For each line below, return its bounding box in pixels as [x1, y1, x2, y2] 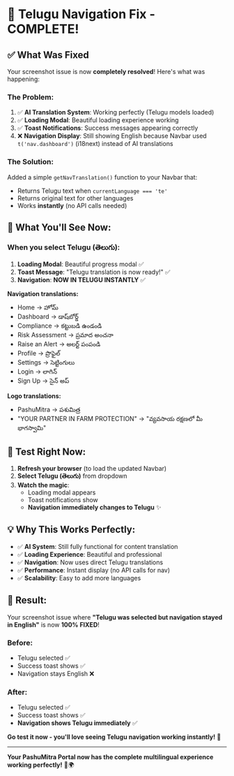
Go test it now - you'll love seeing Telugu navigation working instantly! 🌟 [7, 733, 221, 741]
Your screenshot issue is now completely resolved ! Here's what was [7, 68, 205, 75]
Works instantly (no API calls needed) [17, 201, 127, 210]
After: [7, 687, 28, 697]
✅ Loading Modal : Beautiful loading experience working [17, 116, 179, 124]
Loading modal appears [27, 488, 96, 497]
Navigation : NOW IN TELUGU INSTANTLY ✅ [17, 276, 146, 284]
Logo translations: [7, 392, 61, 400]
